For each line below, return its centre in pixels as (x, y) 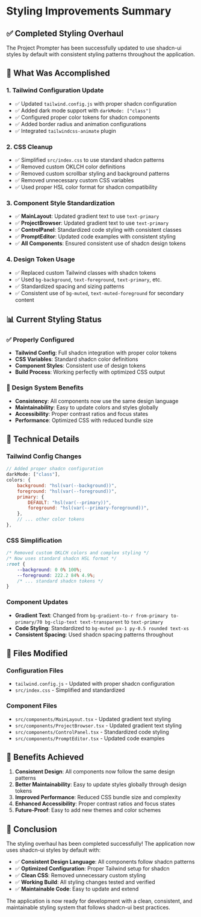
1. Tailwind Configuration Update (55, 91)
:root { (16, 564)
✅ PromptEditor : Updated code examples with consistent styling (95, 237)
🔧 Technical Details (43, 439)
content (24, 299)
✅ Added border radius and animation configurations (80, 124)
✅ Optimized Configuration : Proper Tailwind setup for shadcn (92, 869)
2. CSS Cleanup (29, 147)
